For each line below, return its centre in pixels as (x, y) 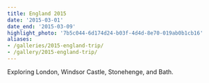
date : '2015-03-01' (35, 20)
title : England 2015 (37, 13)
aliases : (20, 39)
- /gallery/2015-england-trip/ (52, 53)
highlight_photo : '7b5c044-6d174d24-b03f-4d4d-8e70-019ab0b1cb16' (105, 33)
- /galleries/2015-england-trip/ (56, 46)
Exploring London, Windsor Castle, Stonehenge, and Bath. (90, 72)
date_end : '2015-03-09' (42, 26)
